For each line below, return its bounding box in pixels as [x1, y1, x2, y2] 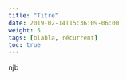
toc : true [8, 41, 42, 49]
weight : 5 [8, 26, 42, 34]
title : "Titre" [8, 11, 59, 20]
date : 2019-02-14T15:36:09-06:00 [8, 19, 120, 27]
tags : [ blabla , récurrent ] [8, 33, 98, 42]
